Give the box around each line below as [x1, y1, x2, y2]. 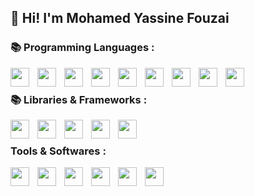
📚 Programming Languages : [10, 41, 155, 55]
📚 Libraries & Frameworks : [10, 92, 148, 106]
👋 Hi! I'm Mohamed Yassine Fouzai [10, 10, 230, 27]
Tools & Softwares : [10, 144, 107, 158]
